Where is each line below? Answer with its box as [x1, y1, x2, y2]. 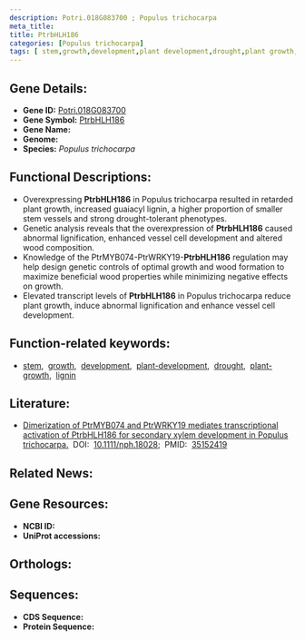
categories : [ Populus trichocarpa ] [9, 38, 144, 48]
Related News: [9, 465, 93, 481]
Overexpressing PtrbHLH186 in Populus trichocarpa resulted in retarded [22, 193, 293, 204]
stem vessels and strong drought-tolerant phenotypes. [22, 212, 228, 223]
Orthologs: [9, 556, 73, 572]
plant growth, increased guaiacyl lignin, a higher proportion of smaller [22, 203, 283, 214]
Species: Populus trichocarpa [22, 143, 136, 154]
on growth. [22, 281, 64, 291]
